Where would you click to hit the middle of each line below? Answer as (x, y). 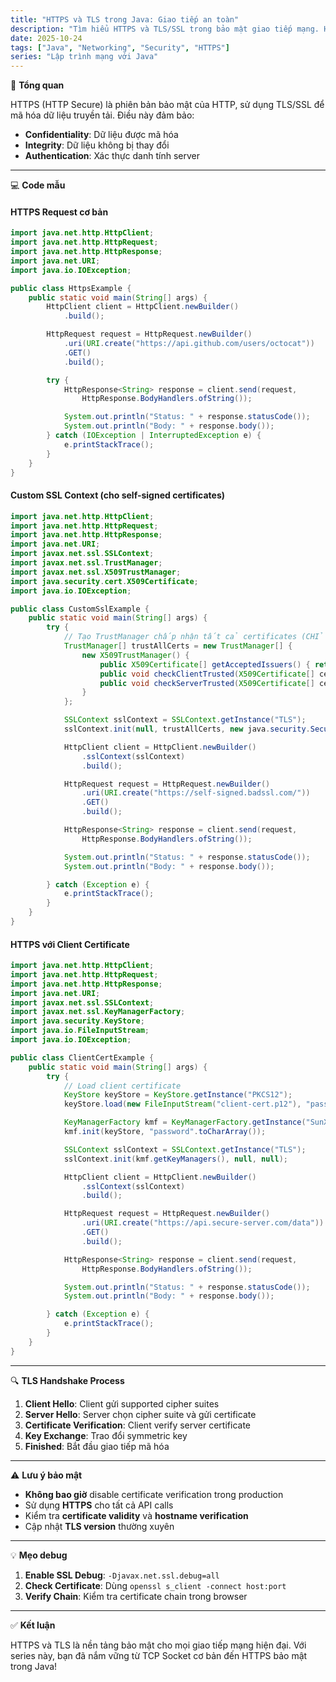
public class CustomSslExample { (80, 609)
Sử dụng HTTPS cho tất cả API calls (99, 1505)
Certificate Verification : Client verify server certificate (137, 1425)
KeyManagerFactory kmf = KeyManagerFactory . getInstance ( (185, 1122)
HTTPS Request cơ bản (59, 212)
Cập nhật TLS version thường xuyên (99, 1526)
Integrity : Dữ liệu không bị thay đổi (97, 145)
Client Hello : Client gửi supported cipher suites (122, 1403)
